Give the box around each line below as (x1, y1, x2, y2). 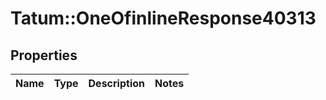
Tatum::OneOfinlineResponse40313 (10, 7, 317, 30)
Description (88, 77, 145, 90)
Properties (10, 47, 78, 64)
